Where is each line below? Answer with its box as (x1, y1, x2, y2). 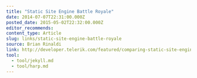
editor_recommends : (6, 25, 54, 31)
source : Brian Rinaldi (6, 42, 62, 48)
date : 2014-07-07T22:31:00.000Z (6, 14, 85, 20)
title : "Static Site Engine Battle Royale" (6, 8, 114, 15)
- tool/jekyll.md (11, 57, 54, 63)
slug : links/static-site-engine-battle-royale (6, 36, 122, 42)
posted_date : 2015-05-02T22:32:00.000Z (6, 19, 104, 25)
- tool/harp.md (11, 63, 49, 69)
